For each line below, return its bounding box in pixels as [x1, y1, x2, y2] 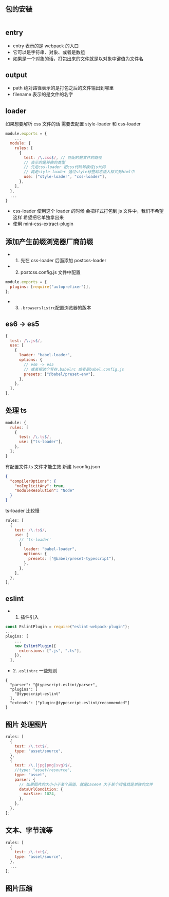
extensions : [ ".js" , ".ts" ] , [18, 648, 82, 653]
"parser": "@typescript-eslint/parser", [10, 683, 98, 688]
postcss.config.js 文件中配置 [20, 269, 81, 276]
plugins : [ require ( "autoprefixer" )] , [10, 284, 91, 289]
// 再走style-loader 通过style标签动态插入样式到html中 [24, 169, 135, 175]
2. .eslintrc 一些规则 [12, 668, 58, 674]
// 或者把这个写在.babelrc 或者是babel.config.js [24, 367, 124, 372]
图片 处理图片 [5, 720, 48, 729]
